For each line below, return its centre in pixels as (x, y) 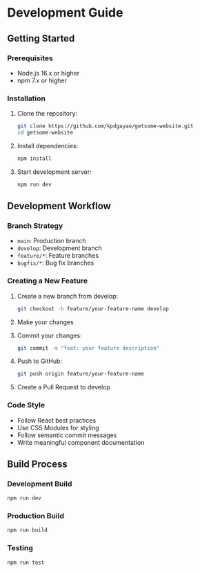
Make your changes (45, 322)
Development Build (40, 484)
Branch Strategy (35, 225)
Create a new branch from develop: (68, 296)
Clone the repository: (47, 114)
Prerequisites (30, 58)
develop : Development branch (59, 248)
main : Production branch (51, 241)
